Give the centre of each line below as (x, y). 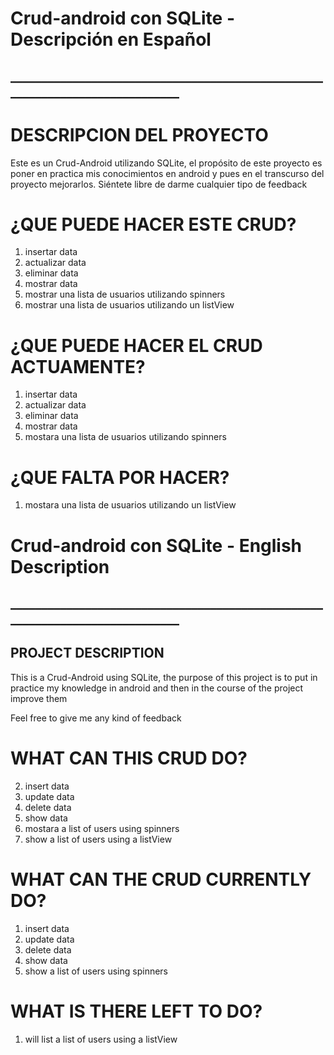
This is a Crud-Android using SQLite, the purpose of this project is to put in (164, 677)
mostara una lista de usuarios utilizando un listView (130, 505)
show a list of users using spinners (96, 971)
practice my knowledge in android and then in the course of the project (157, 688)
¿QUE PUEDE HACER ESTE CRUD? (153, 224)
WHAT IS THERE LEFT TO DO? (136, 1011)
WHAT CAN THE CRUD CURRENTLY (161, 879)
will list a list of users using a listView (101, 1039)
